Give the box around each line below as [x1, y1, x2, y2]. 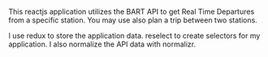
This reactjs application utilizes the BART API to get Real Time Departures [8, 7, 255, 16]
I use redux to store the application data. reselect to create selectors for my [8, 31, 261, 40]
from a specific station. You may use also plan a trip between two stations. [8, 15, 257, 25]
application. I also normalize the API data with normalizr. [8, 39, 197, 49]
